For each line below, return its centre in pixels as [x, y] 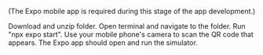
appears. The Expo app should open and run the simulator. [103, 43]
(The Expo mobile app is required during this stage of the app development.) [132, 11]
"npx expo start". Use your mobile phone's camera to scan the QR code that [131, 34]
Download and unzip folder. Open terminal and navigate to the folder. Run [127, 26]
